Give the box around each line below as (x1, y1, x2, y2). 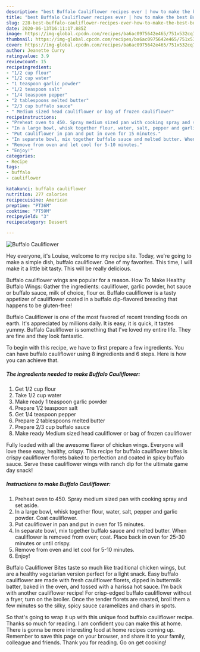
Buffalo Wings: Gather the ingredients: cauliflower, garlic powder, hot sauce (6, 283, 192, 290)
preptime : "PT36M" (6, 202, 52, 209)
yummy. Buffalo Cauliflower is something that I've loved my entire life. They (6, 326, 191, 333)
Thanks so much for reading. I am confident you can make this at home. (6, 620, 183, 627)
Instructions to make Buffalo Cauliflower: (6, 480, 111, 487)
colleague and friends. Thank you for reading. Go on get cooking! (6, 639, 167, 646)
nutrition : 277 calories (6, 191, 68, 197)
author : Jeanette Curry (6, 48, 65, 54)
